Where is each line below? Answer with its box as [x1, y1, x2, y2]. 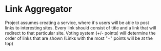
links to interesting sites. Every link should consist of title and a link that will [5, 25, 156, 30]
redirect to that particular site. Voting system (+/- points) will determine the [5, 30, 156, 36]
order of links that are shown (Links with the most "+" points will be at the [5, 35, 153, 41]
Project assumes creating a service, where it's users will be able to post [5, 20, 150, 25]
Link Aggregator [5, 3, 72, 15]
